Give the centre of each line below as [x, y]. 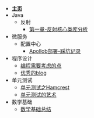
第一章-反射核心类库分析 [58, 29]
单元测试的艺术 [38, 94]
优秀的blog [33, 73]
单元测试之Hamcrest [45, 87]
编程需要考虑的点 [41, 65]
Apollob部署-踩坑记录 [55, 51]
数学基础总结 [36, 109]
